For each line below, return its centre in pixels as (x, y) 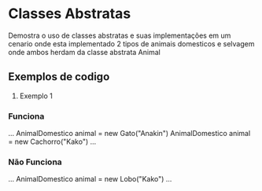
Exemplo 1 (36, 96)
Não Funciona (35, 162)
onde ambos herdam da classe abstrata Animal (85, 52)
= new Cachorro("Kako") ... (52, 141)
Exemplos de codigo (59, 77)
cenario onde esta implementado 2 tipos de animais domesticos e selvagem (131, 43)
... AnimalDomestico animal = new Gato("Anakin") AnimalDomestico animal (129, 134)
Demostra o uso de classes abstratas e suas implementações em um (120, 35)
